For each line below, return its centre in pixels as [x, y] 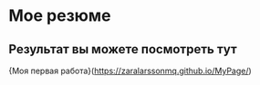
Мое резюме [60, 16]
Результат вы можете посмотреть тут [123, 49]
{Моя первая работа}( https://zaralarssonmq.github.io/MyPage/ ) [130, 71]
